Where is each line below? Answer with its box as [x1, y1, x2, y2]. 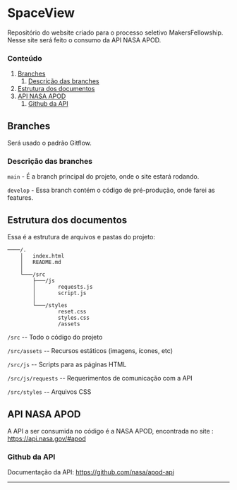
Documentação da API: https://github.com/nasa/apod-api [7, 468, 175, 477]
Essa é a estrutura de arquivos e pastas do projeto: [7, 233, 155, 241]
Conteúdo [7, 53, 42, 63]
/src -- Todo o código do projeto [7, 333, 103, 342]
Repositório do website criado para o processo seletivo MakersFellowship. [7, 28, 224, 37]
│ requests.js [32, 284, 93, 291]
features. [7, 193, 34, 202]
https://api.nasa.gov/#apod [7, 434, 86, 443]
